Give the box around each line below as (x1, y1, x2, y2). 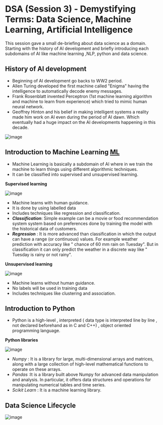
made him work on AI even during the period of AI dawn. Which (12, 114, 140, 120)
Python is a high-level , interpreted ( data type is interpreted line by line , (12, 317, 157, 323)
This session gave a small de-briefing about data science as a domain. (5, 40, 146, 46)
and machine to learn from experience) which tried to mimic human (12, 99, 147, 104)
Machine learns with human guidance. (12, 200, 89, 205)
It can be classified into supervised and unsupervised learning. (12, 171, 139, 177)
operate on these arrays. (12, 366, 62, 372)
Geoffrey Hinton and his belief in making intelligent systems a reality (12, 109, 149, 115)
